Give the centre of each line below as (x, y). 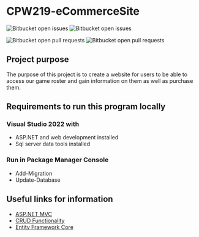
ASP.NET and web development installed (67, 138)
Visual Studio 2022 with (43, 124)
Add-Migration (34, 173)
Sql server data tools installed (53, 144)
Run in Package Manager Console (58, 160)
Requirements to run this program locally (86, 107)
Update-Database (38, 180)
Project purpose (38, 60)
